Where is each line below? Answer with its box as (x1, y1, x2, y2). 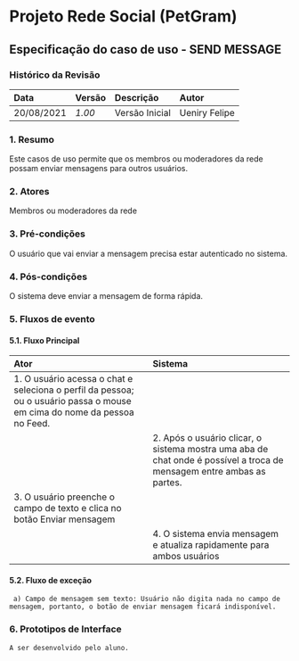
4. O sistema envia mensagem (152, 528, 279, 541)
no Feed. (13, 417, 51, 430)
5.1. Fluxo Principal (9, 335, 80, 345)
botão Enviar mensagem (13, 513, 116, 525)
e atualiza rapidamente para (152, 539, 270, 551)
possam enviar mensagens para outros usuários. (9, 163, 189, 174)
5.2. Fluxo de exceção (9, 574, 92, 585)
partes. (152, 476, 182, 489)
